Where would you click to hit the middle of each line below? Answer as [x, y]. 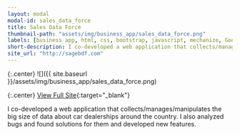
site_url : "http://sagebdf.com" [55, 54]
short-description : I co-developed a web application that [97, 47]
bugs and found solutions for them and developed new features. [102, 124]
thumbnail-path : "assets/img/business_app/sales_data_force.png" [106, 34]
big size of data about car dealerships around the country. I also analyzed [116, 116]
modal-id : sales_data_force [49, 21]
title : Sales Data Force [44, 27]
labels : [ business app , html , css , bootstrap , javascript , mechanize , [115, 40]
